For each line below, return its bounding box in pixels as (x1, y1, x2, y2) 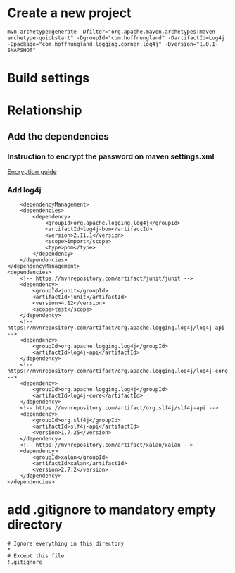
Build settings (7, 70, 90, 86)
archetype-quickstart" (7, 34, 74, 42)
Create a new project (7, 5, 132, 21)
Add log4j (7, 185, 42, 195)
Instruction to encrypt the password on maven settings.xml (7, 152, 215, 161)
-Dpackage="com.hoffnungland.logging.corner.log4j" (7, 40, 162, 47)
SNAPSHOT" (7, 47, 37, 54)
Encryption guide (7, 168, 58, 175)
